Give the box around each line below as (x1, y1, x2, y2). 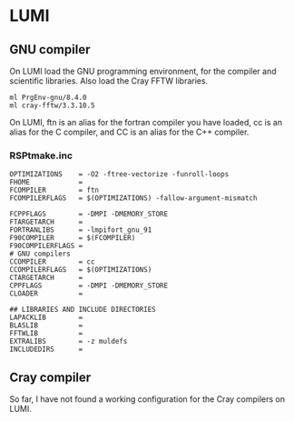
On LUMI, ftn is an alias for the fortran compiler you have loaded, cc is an (9, 117, 283, 127)
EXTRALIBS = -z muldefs (9, 337, 128, 346)
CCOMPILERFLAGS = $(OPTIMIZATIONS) (9, 266, 152, 275)
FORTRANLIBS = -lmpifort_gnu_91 (9, 226, 152, 235)
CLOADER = (9, 289, 83, 298)
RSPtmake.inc (9, 149, 73, 162)
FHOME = (9, 178, 83, 187)
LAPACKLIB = (9, 313, 83, 323)
